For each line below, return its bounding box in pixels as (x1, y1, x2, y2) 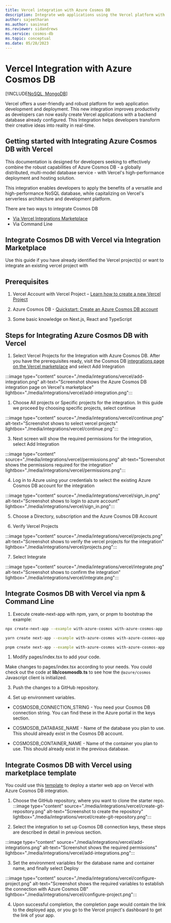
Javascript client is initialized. (5, 675, 67, 681)
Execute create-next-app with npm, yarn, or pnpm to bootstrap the (12, 611, 153, 617)
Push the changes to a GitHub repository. (12, 684, 99, 690)
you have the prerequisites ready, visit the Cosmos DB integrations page (12, 358, 164, 364)
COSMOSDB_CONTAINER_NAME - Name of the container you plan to (12, 741, 158, 747)
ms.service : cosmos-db (5, 31, 53, 36)
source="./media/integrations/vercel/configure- (56, 875, 157, 882)
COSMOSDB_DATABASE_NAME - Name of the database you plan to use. (12, 725, 165, 731)
